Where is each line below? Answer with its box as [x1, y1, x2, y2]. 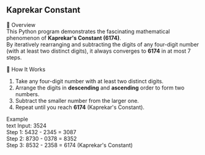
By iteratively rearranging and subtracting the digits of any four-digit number [6, 40, 199, 48]
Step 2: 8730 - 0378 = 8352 [6, 135, 77, 142]
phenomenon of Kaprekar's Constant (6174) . [6, 34, 121, 42]
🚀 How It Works [6, 66, 46, 73]
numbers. [15, 90, 40, 97]
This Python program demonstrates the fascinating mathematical [6, 28, 170, 35]
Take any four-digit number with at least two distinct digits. [15, 77, 164, 85]
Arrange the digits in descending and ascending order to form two [15, 84, 185, 91]
